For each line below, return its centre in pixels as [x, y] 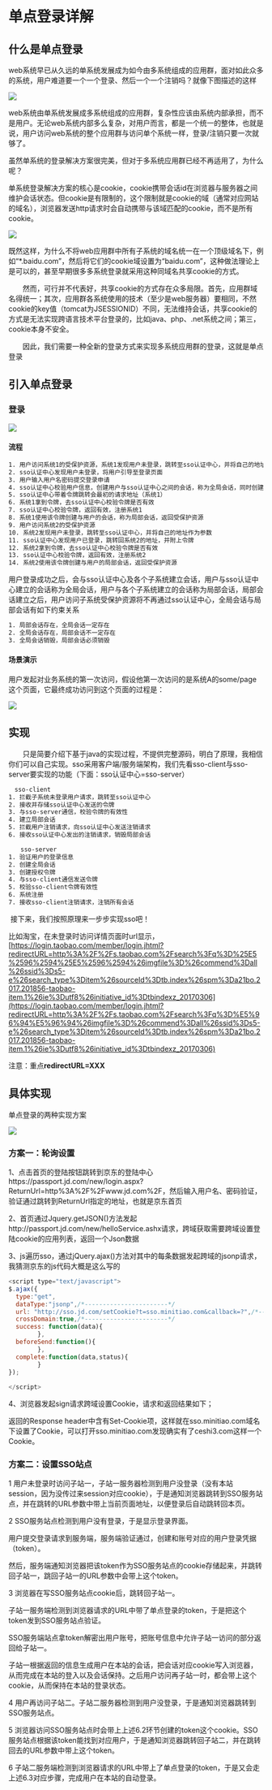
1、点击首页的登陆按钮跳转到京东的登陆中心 [81, 1172]
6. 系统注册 [26, 895]
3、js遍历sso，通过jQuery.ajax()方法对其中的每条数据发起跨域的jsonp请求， [135, 1256]
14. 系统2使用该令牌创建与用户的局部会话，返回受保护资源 [93, 563]
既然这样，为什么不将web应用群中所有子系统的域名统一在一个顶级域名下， [132, 251]
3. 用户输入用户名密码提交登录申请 [59, 480]
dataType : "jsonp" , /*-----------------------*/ [96, 1304]
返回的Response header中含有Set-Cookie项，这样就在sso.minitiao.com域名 [134, 1421]
